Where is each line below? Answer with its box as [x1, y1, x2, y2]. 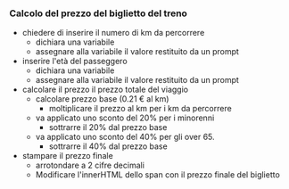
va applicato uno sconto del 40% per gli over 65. [35, 132, 216, 143]
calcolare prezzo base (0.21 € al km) [35, 94, 169, 104]
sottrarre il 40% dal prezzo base [48, 141, 168, 152]
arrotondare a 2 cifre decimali [35, 160, 145, 171]
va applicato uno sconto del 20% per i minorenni [35, 112, 215, 123]
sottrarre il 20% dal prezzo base [48, 122, 168, 133]
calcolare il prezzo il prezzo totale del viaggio [21, 84, 189, 95]
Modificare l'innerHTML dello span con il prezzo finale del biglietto [35, 169, 281, 180]
